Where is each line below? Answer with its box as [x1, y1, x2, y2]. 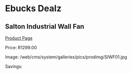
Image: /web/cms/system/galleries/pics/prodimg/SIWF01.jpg [5, 54, 127, 60]
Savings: [5, 64, 23, 69]
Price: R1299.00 [5, 45, 37, 50]
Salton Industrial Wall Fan [5, 22, 85, 31]
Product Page [5, 35, 33, 41]
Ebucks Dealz [5, 3, 62, 14]
